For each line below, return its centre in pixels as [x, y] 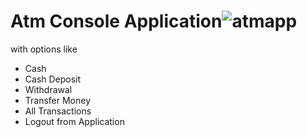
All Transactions [58, 111]
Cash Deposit [53, 79]
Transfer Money [58, 100]
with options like [44, 49]
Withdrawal [48, 89]
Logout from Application [74, 121]
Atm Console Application [116, 21]
